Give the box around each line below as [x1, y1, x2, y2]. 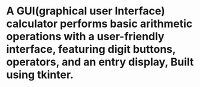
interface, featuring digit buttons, [6, 43, 176, 56]
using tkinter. [6, 68, 74, 82]
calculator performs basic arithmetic [6, 17, 193, 31]
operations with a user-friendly [6, 30, 165, 43]
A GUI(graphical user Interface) [6, 4, 166, 18]
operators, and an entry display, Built [6, 55, 194, 69]
